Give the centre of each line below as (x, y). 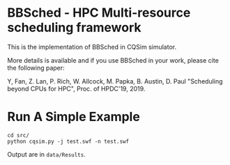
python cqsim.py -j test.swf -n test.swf (68, 141)
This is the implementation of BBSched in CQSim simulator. (92, 47)
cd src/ (18, 135)
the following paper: (36, 68)
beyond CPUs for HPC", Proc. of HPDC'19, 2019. (76, 88)
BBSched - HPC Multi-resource (99, 13)
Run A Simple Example (74, 117)
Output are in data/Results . (46, 154)
